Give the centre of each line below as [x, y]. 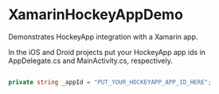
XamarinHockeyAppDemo [96, 15]
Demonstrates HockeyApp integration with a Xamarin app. [103, 37]
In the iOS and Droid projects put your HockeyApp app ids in [107, 52]
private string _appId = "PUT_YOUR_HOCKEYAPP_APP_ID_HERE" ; [110, 82]
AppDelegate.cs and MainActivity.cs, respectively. [91, 61]
